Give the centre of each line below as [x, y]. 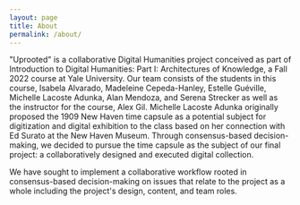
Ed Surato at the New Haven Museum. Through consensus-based [131, 136]
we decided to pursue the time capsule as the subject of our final [161, 145]
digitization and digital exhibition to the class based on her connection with [147, 126]
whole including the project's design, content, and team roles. [123, 191]
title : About [34, 26]
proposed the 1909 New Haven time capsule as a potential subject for [138, 116]
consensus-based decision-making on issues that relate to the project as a [147, 182]
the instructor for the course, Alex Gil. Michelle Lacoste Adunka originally [144, 107]
